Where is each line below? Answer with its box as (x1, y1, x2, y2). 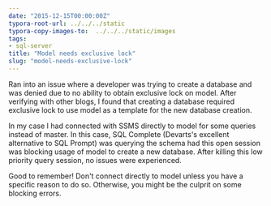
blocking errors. (8, 188, 62, 198)
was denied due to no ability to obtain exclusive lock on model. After (8, 88, 237, 97)
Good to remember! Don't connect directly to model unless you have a (8, 171, 243, 181)
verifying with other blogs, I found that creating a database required (8, 97, 235, 106)
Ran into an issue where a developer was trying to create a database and (8, 79, 252, 89)
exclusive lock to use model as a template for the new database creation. (8, 105, 252, 114)
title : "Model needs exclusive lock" (8, 49, 136, 58)
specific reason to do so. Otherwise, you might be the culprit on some (8, 179, 242, 189)
